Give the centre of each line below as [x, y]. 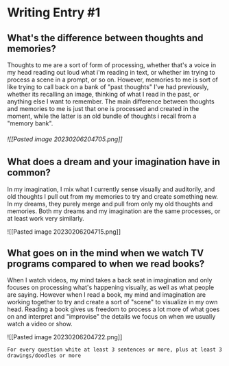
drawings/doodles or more [44, 356]
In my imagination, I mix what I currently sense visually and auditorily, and [111, 189]
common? [29, 173]
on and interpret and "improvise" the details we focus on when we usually [111, 317]
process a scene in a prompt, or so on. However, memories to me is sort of [112, 80]
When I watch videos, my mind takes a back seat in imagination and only [110, 280]
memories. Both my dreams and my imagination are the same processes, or [114, 211]
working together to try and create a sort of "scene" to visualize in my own [112, 302]
